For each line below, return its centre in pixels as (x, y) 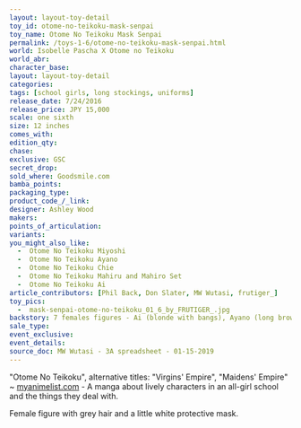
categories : (31, 84)
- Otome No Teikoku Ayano (68, 260)
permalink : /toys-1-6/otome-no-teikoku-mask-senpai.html (118, 43)
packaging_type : (39, 193)
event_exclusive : (42, 335)
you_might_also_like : (50, 243)
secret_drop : (34, 168)
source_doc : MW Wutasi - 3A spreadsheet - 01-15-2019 (112, 351)
